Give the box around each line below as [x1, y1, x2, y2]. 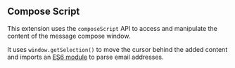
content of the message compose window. [7, 32, 131, 40]
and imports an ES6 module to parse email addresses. [7, 53, 164, 61]
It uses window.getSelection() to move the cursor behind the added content [7, 45, 228, 53]
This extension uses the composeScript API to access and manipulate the [7, 24, 218, 32]
